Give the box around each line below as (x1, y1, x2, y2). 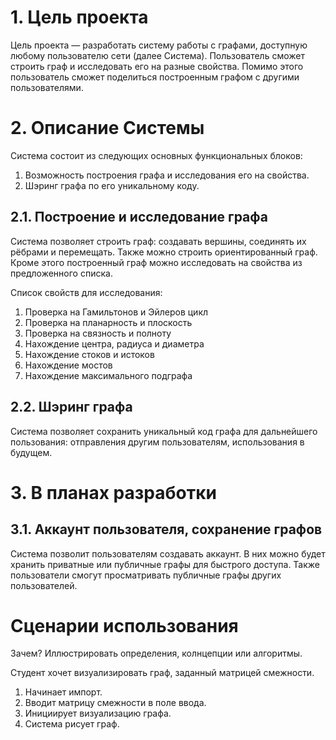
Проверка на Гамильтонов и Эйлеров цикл (24, 306, 209, 318)
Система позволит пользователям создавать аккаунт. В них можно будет (10, 547, 326, 560)
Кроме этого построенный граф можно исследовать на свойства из (10, 256, 303, 268)
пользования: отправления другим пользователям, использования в (10, 436, 305, 448)
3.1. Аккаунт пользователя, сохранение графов (10, 521, 323, 538)
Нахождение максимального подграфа (24, 369, 193, 381)
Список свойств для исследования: (10, 286, 163, 298)
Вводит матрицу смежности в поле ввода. (24, 697, 207, 709)
